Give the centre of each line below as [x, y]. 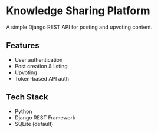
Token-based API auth [42, 78]
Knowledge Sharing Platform [78, 11]
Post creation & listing [41, 66]
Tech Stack [27, 97]
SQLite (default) [34, 124]
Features [23, 46]
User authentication [39, 59]
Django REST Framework [45, 117]
